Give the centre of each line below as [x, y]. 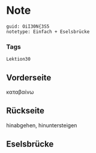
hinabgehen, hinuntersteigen [42, 125]
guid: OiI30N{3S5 [28, 26]
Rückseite [25, 111]
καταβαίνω [20, 92]
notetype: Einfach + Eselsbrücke [48, 31]
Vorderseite [29, 78]
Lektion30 [19, 59]
